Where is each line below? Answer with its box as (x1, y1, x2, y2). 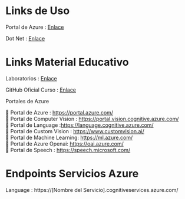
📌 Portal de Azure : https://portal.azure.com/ (5, 109, 113, 116)
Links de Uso (5, 4, 70, 18)
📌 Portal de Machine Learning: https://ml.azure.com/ (5, 134, 133, 141)
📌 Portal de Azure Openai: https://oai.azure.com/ (5, 140, 124, 147)
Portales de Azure (5, 97, 49, 104)
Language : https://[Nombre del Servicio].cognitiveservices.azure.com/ (5, 186, 179, 193)
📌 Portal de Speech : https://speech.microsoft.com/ (5, 146, 131, 153)
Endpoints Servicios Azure (5, 167, 139, 180)
